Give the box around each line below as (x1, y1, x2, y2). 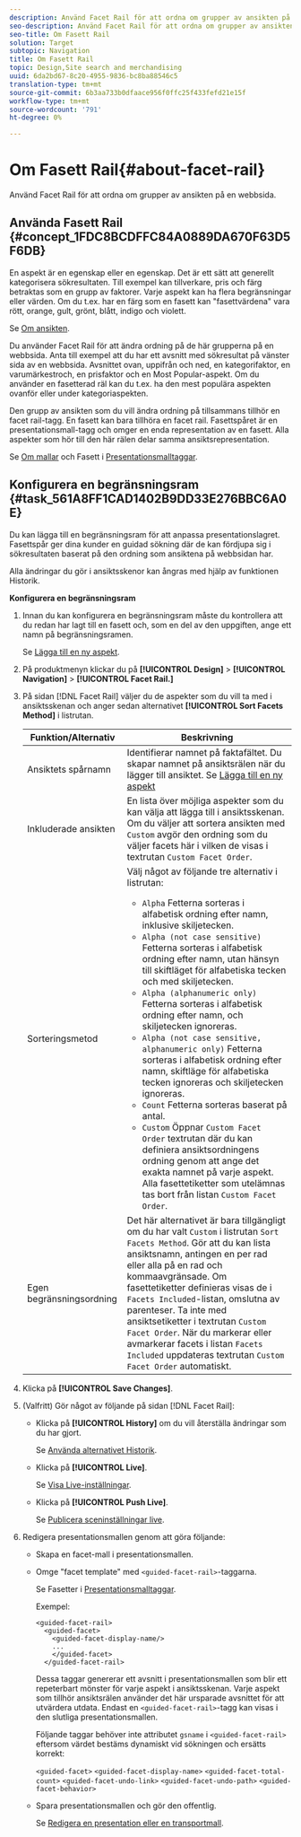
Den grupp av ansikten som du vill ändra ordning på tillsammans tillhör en (9, 405, 280, 416)
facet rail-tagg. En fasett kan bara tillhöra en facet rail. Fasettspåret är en (9, 415, 278, 425)
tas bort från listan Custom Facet (142, 1188, 277, 1201)
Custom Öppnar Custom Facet (142, 1121, 262, 1133)
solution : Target (9, 38, 74, 48)
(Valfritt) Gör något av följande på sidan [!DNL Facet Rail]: (21, 1400, 235, 1411)
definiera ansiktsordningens (142, 1143, 260, 1156)
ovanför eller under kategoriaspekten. (9, 388, 149, 398)
